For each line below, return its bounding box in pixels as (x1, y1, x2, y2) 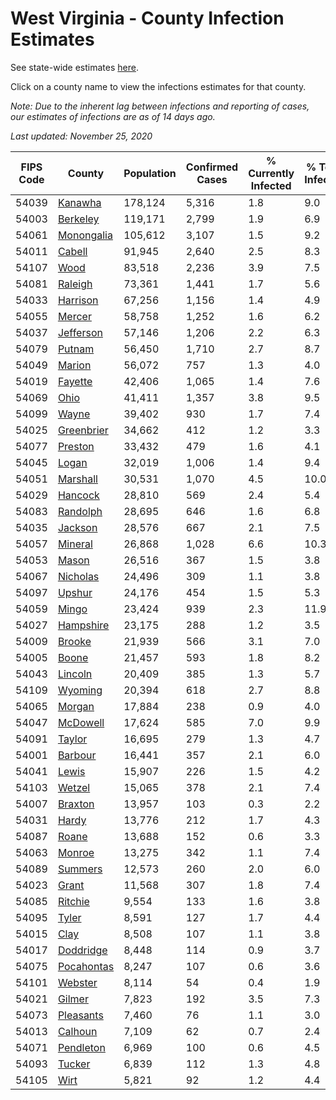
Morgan (57, 699, 95, 713)
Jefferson (57, 325, 103, 339)
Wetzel (57, 780, 91, 794)
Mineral (57, 537, 93, 551)
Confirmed (185, 160, 239, 174)
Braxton (57, 797, 95, 811)
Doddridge (57, 943, 108, 957)
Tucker (57, 1057, 91, 1071)
